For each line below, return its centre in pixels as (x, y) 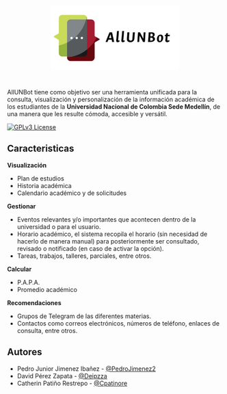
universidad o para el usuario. (59, 226)
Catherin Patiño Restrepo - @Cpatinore (72, 383)
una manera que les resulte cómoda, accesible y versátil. (87, 114)
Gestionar (22, 206)
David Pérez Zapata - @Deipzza (62, 376)
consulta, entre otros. (47, 330)
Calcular (19, 269)
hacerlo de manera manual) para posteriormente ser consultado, (108, 241)
